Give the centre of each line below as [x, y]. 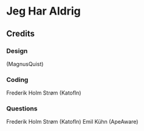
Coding [17, 79]
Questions [22, 109]
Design [17, 51]
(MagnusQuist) [25, 64]
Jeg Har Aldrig [43, 11]
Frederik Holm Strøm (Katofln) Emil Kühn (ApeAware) [72, 122]
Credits [21, 34]
